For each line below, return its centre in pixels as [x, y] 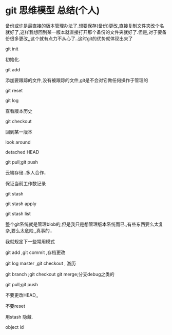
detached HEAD [22, 152]
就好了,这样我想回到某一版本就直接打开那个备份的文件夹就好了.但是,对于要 [84, 32]
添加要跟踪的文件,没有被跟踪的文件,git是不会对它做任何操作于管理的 [77, 80]
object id [15, 327]
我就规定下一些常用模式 [30, 241]
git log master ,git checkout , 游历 [41, 263]
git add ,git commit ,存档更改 [35, 252]
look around [18, 142]
